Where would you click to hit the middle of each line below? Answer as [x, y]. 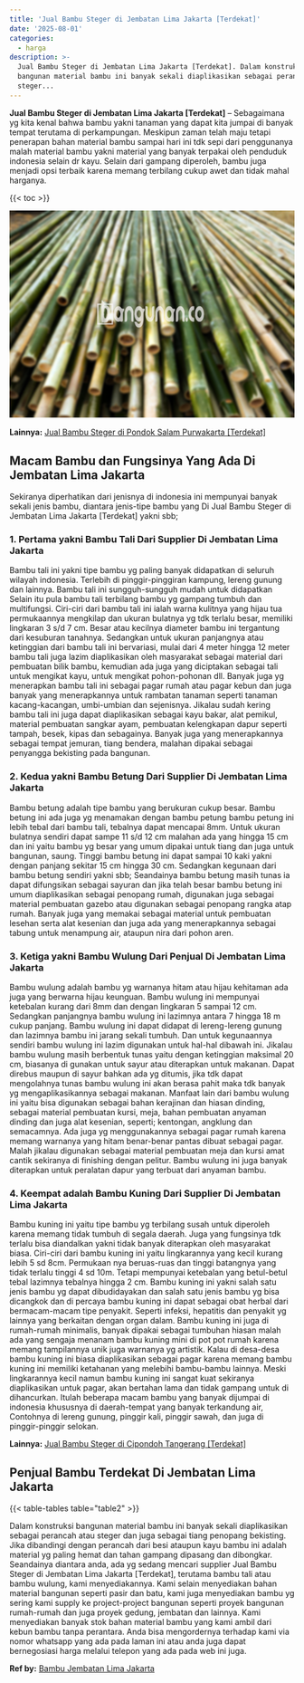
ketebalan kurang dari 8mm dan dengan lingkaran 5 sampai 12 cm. [133, 1006]
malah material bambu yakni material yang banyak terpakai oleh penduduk [148, 151]
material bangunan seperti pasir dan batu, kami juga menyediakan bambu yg [152, 1593]
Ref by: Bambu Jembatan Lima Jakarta [82, 1669]
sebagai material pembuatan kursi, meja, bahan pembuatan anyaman [138, 1112]
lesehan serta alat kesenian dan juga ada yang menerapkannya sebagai [142, 923]
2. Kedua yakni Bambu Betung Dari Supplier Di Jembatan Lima [148, 777]
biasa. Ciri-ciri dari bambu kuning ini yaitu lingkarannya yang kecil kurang [146, 1253]
